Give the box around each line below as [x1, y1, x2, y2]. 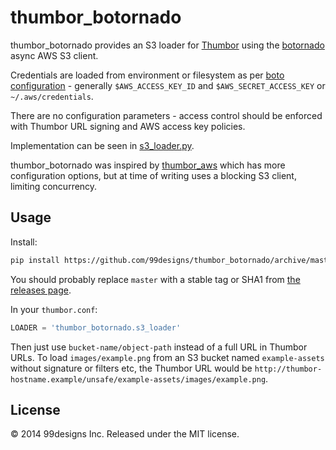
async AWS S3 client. [10, 49, 99, 61]
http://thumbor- [254, 364, 323, 374]
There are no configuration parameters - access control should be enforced [10, 109, 323, 121]
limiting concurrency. [10, 180, 98, 192]
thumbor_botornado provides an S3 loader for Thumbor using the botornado [10, 39, 325, 51]
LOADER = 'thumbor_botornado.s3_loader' [10, 322, 182, 333]
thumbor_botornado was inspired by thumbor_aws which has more [10, 159, 286, 171]
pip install [10, 255, 60, 265]
